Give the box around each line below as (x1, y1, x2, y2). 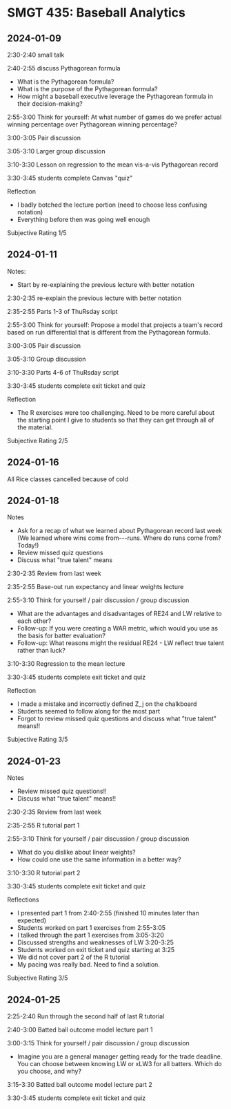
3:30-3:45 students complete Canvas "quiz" (7, 174, 133, 182)
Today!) (17, 541, 39, 550)
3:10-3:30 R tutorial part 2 (7, 869, 81, 877)
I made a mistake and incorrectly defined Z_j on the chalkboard (17, 700, 197, 708)
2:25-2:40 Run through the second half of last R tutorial (7, 1012, 165, 1021)
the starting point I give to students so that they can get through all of (17, 416, 214, 424)
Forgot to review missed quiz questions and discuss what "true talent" (17, 714, 217, 723)
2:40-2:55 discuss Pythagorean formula (7, 64, 121, 72)
